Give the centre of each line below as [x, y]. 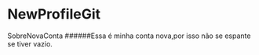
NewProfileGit [54, 14]
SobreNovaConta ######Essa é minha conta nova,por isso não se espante [129, 36]
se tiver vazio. [30, 43]
